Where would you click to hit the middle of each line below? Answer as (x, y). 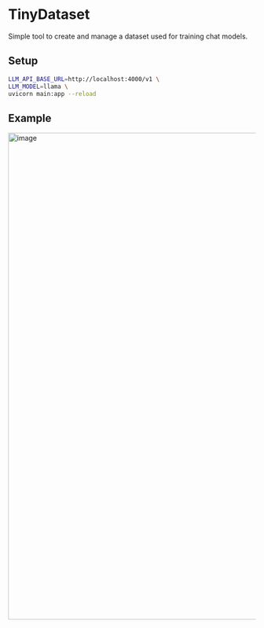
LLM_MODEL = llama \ (38, 86)
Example (30, 118)
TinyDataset (49, 15)
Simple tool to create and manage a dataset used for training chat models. (128, 36)
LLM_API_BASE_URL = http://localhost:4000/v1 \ (84, 79)
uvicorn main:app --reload (52, 94)
